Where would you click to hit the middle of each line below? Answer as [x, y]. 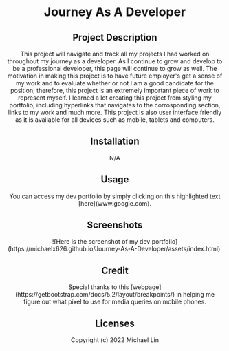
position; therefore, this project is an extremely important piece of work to [115, 91]
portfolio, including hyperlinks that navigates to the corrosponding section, [115, 105]
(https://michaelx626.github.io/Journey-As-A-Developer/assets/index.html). [115, 249]
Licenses [115, 323]
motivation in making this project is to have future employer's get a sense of [115, 76]
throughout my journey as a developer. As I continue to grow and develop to [115, 61]
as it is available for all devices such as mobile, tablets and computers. [115, 120]
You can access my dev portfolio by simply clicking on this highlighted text [115, 196]
